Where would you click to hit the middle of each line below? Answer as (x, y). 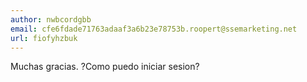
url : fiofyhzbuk (44, 38)
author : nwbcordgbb (51, 19)
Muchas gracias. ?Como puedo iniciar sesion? (105, 67)
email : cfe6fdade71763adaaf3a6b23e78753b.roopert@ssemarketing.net (154, 29)
